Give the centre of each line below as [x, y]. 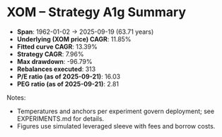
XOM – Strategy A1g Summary [97, 12]
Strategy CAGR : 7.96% [50, 54]
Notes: [16, 97]
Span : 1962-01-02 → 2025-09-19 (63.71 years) [85, 32]
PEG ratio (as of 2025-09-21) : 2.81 [68, 84]
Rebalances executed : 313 [56, 69]
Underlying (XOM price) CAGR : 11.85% [74, 39]
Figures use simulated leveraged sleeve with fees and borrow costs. [116, 126]
